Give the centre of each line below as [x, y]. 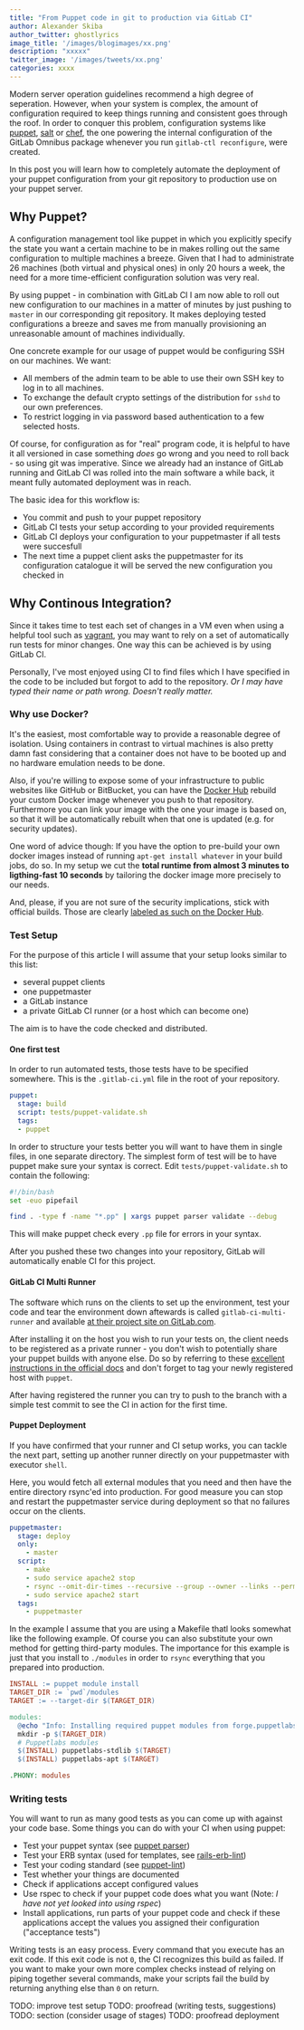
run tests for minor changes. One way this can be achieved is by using [140, 645]
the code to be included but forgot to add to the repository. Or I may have [146, 681]
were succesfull [52, 546]
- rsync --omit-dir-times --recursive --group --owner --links [147, 1586]
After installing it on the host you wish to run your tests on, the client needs [149, 1339]
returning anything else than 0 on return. [85, 1988]
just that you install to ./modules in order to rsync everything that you [137, 1658]
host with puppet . [41, 1377]
